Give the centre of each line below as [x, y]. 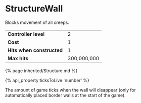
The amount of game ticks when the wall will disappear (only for [70, 90]
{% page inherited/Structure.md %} [41, 71]
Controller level [26, 34]
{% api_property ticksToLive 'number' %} [47, 80]
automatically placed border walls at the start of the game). [66, 95]
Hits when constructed [35, 50]
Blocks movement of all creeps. [37, 22]
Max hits [18, 58]
